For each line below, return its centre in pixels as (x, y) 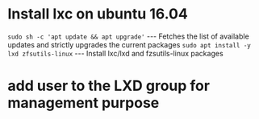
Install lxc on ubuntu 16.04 (98, 14)
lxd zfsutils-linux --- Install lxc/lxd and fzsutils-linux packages (115, 53)
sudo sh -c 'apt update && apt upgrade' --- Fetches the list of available (128, 36)
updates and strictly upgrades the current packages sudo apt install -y (129, 44)
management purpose (84, 103)
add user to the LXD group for (109, 86)
